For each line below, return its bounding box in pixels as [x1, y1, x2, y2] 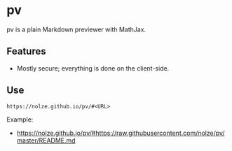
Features [6, 45, 46, 57]
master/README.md [16, 136, 76, 145]
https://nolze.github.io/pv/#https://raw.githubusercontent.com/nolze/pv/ [16, 129, 225, 137]
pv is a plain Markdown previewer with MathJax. [6, 25, 146, 34]
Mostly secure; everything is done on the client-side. [16, 64, 170, 72]
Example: [6, 115, 34, 124]
